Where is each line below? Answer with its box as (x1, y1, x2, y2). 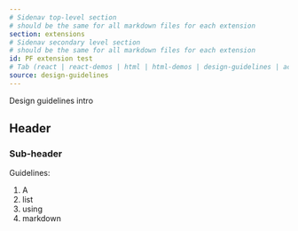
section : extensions (9, 29, 86, 38)
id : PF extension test (9, 54, 93, 63)
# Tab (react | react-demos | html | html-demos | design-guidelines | (9, 63, 279, 72)
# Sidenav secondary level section (9, 37, 141, 47)
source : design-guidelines (9, 71, 109, 80)
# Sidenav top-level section (9, 12, 117, 22)
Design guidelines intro (9, 95, 94, 106)
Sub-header (9, 147, 63, 160)
